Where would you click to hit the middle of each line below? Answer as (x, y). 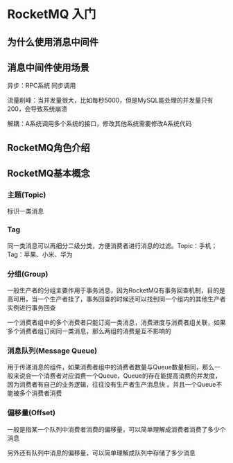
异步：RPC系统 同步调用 (42, 86)
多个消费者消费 (41, 393)
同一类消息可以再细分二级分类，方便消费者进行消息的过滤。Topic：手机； (112, 245)
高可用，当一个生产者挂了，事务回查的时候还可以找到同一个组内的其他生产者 (116, 299)
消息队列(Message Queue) (52, 351)
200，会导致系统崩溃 (37, 109)
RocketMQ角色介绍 (49, 147)
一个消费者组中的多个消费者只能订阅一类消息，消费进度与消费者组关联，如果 (116, 322)
